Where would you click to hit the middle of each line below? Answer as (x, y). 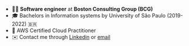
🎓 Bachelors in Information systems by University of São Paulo (89, 15)
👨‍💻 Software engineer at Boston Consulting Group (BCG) (82, 9)
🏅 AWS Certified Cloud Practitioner (54, 30)
